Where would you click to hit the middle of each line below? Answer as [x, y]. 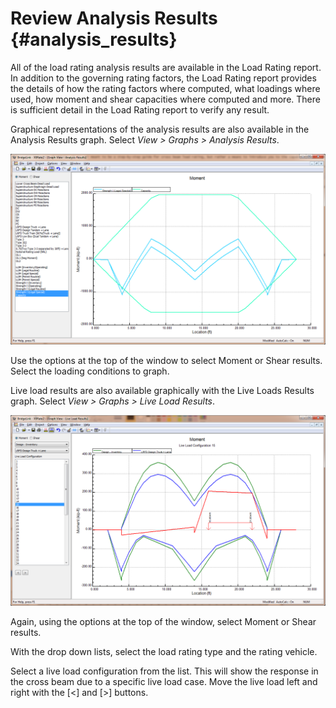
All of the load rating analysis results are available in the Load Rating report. [166, 67]
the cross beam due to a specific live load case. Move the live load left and [164, 682]
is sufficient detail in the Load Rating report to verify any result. [140, 109]
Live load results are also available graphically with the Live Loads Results [162, 391]
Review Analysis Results [114, 18]
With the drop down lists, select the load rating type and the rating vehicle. [164, 652]
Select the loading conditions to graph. [90, 371]
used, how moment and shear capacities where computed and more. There [165, 99]
